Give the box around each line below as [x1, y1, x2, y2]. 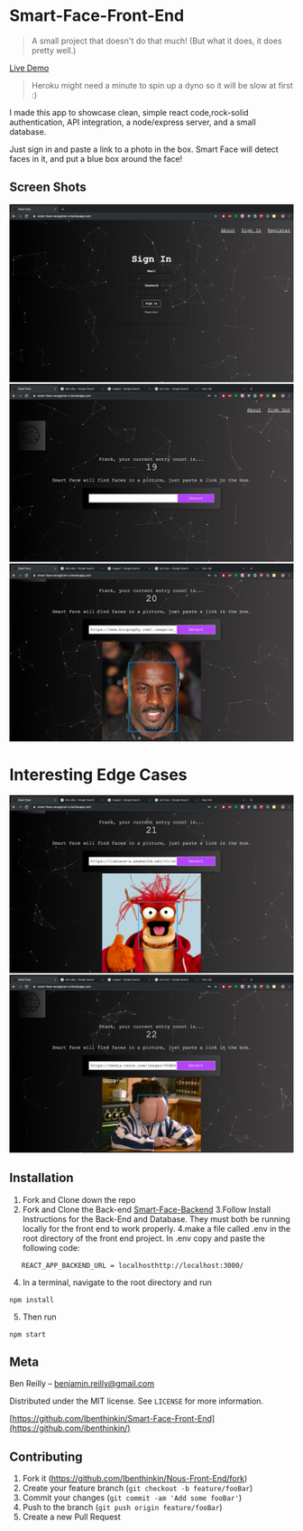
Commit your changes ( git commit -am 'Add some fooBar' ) [22, 1492, 243, 1503]
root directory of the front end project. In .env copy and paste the [22, 1233, 266, 1244]
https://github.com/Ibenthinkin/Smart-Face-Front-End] [12, 1414, 216, 1424]
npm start [9, 1329, 47, 1338]
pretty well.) [31, 44, 77, 55]
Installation [9, 1170, 74, 1186]
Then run [22, 1311, 57, 1322]
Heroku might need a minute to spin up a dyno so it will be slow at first [31, 80, 293, 90]
